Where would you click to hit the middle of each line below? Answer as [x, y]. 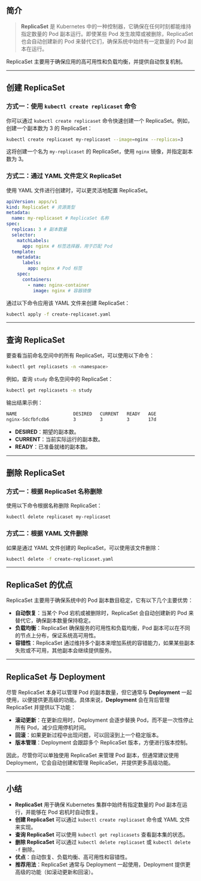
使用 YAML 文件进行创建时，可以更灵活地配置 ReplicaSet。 [79, 190]
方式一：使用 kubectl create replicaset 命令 [71, 107]
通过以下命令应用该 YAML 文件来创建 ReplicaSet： [68, 303]
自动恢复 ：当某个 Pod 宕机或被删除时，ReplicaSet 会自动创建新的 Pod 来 [104, 613]
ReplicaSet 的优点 [39, 585]
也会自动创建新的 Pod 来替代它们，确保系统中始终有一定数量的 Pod [103, 41]
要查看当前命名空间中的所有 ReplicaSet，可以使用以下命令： [80, 356]
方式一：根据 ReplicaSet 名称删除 [54, 492]
